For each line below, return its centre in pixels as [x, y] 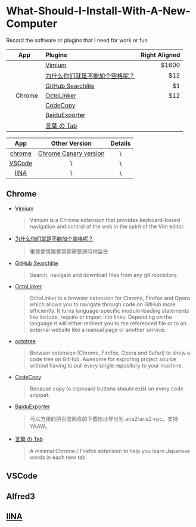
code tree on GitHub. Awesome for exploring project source [103, 359]
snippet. [40, 395]
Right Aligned [161, 55]
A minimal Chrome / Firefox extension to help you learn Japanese [110, 451]
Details [120, 143]
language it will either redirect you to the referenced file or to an [108, 323]
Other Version [71, 143]
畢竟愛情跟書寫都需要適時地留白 [69, 251]
